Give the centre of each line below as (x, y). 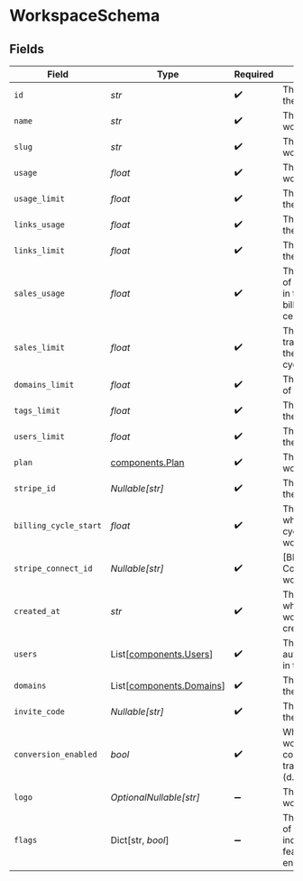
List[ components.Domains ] (168, 686)
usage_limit (40, 199)
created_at (37, 611)
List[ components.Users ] (162, 654)
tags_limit (37, 411)
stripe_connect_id (53, 569)
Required (254, 74)
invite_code (40, 712)
